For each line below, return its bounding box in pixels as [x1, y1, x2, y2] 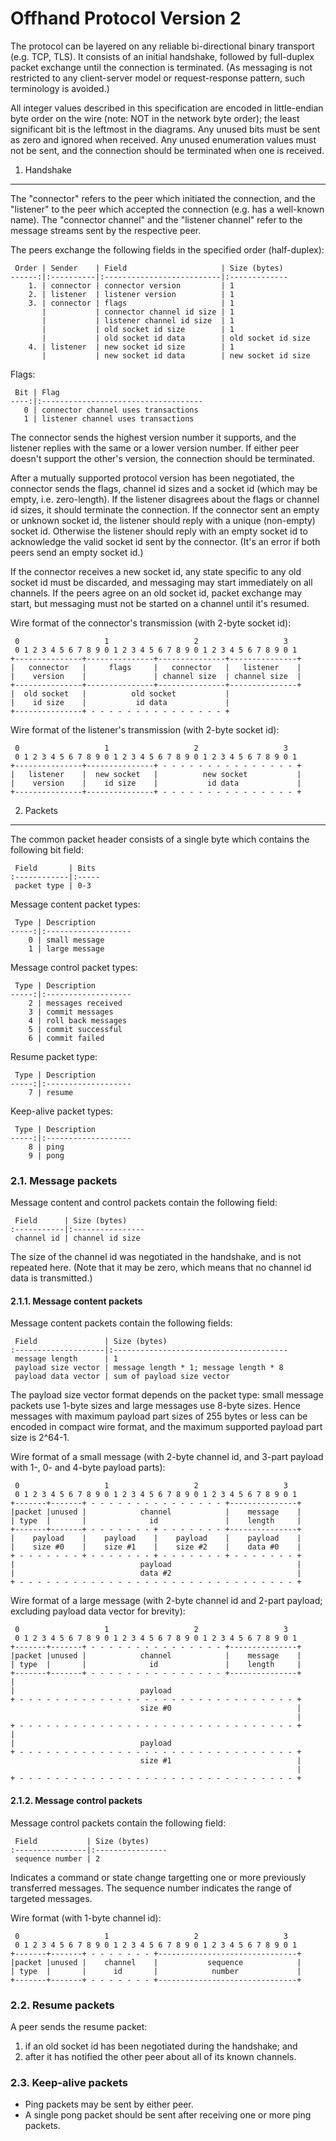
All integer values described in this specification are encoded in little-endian [10, 102, 324, 114]
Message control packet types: [10, 961, 138, 973]
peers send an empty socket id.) [10, 546, 144, 558]
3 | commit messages [28, 1007, 114, 1017]
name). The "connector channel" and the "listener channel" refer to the [10, 213, 303, 226]
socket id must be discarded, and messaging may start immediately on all [10, 576, 313, 588]
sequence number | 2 [14, 1853, 101, 1864]
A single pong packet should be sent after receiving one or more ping [24, 2109, 312, 2121]
